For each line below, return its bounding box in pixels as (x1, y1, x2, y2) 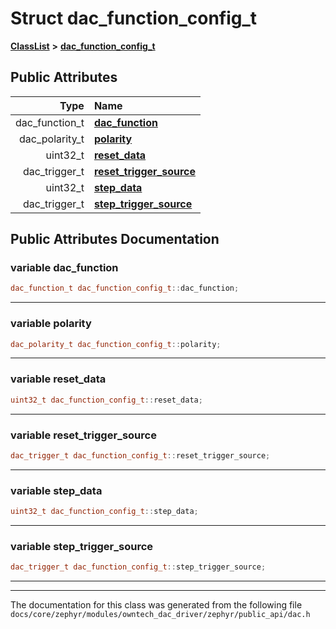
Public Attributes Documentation (10, 231, 220, 248)
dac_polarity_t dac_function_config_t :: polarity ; (10, 339, 222, 349)
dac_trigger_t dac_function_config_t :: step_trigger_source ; (10, 562, 267, 572)
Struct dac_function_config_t (10, 7, 258, 30)
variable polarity (10, 317, 92, 331)
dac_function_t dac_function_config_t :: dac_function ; (10, 283, 240, 294)
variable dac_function (10, 261, 119, 275)
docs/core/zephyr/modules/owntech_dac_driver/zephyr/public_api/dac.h (10, 610, 311, 620)
